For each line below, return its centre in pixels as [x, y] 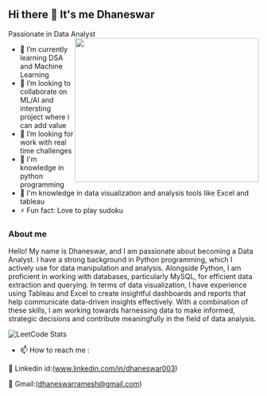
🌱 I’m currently [44, 49]
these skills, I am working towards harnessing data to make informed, [122, 310]
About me [28, 234]
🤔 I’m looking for [46, 134]
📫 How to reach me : [54, 350]
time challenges [46, 150]
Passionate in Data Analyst [52, 33]
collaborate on [43, 91]
